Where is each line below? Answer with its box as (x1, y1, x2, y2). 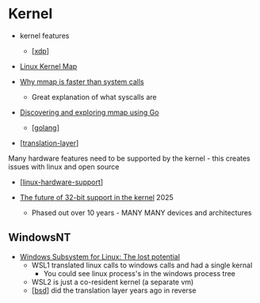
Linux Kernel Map (19, 61, 78, 71)
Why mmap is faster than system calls (19, 77, 144, 86)
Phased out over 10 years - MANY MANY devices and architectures (31, 207, 252, 218)
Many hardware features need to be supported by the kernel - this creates (8, 153, 251, 163)
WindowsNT (8, 231, 71, 244)
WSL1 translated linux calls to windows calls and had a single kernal (31, 260, 253, 270)
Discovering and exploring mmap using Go (19, 108, 159, 117)
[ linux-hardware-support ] (19, 177, 104, 187)
